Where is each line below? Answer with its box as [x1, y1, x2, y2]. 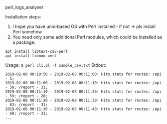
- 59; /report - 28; [5, 94, 48, 99]
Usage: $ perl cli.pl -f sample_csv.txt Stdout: [5, 62, 106, 68]
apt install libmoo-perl [5, 53, 57, 58]
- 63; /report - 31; [5, 102, 48, 107]
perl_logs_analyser [5, 4, 44, 10]
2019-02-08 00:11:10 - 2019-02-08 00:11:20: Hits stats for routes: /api [5, 89, 162, 94]
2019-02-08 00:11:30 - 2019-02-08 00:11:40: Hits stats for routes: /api [5, 107, 162, 112]
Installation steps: [5, 14, 41, 19]
